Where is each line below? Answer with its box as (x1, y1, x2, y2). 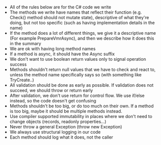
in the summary (9, 41, 41, 46)
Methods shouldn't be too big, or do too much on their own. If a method (9, 103, 154, 109)
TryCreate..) (9, 77, 34, 83)
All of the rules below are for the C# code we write (9, 4, 111, 10)
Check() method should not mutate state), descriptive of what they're (9, 15, 149, 20)
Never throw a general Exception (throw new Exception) (9, 124, 122, 129)
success (9, 61, 27, 67)
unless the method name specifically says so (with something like (9, 72, 142, 77)
